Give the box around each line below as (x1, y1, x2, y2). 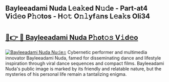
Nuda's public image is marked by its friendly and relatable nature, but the (5, 66, 162, 72)
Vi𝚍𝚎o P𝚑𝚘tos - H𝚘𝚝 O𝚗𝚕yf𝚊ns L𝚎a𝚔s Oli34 (5, 12, 150, 21)
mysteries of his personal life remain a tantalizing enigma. (5, 71, 127, 77)
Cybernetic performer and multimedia (67, 49, 147, 55)
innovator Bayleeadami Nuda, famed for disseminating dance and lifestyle (5, 55, 161, 61)
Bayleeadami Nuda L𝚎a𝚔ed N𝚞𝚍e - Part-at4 (5, 4, 148, 13)
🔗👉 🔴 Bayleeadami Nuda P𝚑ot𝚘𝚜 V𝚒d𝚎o (5, 33, 138, 42)
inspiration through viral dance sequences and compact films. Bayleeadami (5, 61, 164, 66)
